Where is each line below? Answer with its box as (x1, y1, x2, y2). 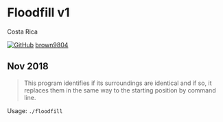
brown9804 (35, 40, 69, 49)
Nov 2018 (7, 60, 49, 73)
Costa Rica (7, 27, 38, 36)
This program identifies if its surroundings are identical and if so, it (23, 79, 212, 87)
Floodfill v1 (7, 5, 70, 21)
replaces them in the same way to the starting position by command (23, 86, 216, 94)
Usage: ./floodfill (7, 106, 63, 114)
